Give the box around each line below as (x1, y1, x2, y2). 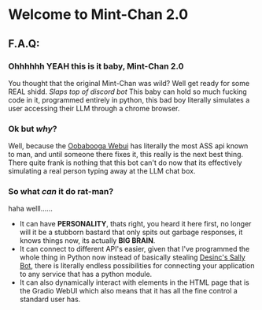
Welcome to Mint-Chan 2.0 (8, 6, 189, 24)
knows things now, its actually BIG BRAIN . (19, 236, 156, 245)
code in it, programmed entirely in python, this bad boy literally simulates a (8, 95, 250, 104)
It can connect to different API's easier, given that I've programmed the (19, 245, 250, 254)
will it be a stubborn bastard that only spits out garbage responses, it (19, 227, 243, 237)
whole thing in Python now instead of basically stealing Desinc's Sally (19, 252, 245, 262)
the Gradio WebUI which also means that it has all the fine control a (19, 286, 238, 296)
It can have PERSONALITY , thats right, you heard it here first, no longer (19, 219, 252, 229)
